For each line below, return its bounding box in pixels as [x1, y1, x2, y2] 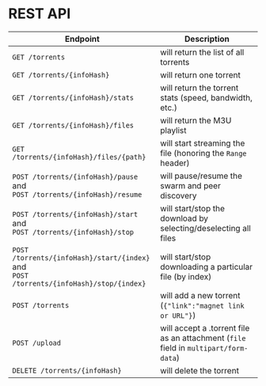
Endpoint [64, 33, 101, 44]
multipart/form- [187, 343, 249, 353]
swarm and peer [160, 180, 222, 191]
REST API [8, 5, 71, 23]
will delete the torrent [160, 365, 240, 376]
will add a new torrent [160, 289, 241, 301]
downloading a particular [160, 261, 253, 272]
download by [160, 213, 208, 224]
